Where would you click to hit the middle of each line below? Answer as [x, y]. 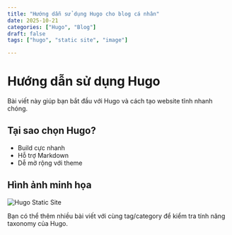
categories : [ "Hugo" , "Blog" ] [52, 27]
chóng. [18, 109]
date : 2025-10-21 [33, 21]
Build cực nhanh [41, 148]
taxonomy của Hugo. [38, 223]
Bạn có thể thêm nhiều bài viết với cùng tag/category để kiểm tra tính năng [116, 216]
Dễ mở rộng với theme [50, 163]
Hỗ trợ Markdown [43, 155]
